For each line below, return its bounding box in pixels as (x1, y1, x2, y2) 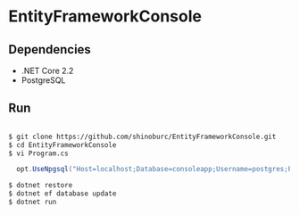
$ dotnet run (8, 198, 57, 207)
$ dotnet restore (8, 181, 73, 190)
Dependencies (8, 42, 91, 57)
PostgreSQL (21, 75, 66, 86)
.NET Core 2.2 (21, 65, 74, 76)
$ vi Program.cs (8, 149, 69, 158)
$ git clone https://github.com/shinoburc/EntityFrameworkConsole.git (8, 132, 277, 141)
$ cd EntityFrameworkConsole (8, 140, 117, 149)
